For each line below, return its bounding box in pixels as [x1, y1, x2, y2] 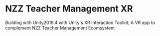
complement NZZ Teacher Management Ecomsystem [5, 24, 115, 30]
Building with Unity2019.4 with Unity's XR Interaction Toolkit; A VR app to [5, 19, 156, 25]
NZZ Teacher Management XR [5, 3, 133, 14]
